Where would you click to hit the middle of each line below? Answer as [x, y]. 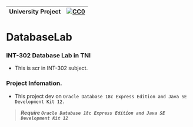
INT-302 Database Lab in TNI [49, 56]
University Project [35, 11]
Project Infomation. [34, 83]
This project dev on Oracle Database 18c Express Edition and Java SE [101, 96]
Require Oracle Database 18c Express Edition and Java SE [93, 112]
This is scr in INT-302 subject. [51, 68]
